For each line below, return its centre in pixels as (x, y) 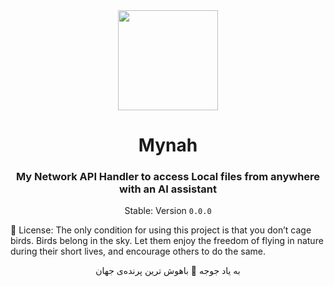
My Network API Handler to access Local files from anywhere (168, 177)
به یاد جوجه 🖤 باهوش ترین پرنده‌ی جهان (168, 271)
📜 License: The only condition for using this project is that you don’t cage (161, 230)
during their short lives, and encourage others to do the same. (138, 251)
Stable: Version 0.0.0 (168, 211)
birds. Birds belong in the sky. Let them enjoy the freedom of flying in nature (167, 241)
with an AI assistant (168, 189)
